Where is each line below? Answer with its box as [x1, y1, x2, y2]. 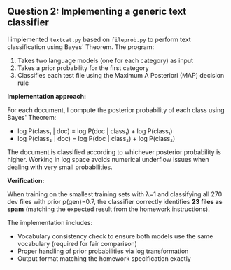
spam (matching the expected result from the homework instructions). [7, 205, 210, 213]
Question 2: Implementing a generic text [7, 6, 187, 18]
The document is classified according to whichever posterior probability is [7, 147, 222, 156]
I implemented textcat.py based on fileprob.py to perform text [7, 35, 191, 43]
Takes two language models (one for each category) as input [17, 56, 194, 65]
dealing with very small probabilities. [7, 163, 113, 171]
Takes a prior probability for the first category [17, 63, 149, 72]
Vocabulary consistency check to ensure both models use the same [17, 231, 213, 241]
